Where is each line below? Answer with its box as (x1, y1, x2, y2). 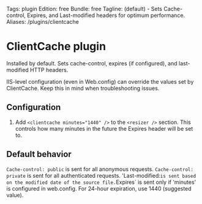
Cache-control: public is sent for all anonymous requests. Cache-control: (6, 165, 194, 173)
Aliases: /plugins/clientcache (6, 18, 80, 25)
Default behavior (6, 149, 72, 159)
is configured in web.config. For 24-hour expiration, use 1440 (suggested (6, 184, 192, 192)
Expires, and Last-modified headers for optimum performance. (27, 12, 185, 19)
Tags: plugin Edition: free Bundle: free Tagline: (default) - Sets (6, 5, 163, 12)
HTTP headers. (29, 66, 69, 73)
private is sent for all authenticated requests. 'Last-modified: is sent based (6, 172, 196, 179)
